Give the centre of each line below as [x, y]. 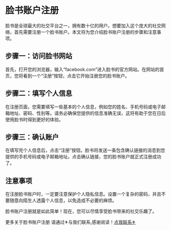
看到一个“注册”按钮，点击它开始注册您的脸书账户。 [76, 76]
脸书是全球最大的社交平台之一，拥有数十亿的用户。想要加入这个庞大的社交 [83, 26]
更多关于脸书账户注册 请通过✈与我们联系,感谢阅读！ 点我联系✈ [70, 222]
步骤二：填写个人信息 [39, 93]
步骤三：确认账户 [32, 137]
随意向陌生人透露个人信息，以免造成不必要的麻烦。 [63, 200]
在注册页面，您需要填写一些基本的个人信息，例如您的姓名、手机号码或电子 [83, 107]
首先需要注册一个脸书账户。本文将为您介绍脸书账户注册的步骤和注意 [85, 32]
